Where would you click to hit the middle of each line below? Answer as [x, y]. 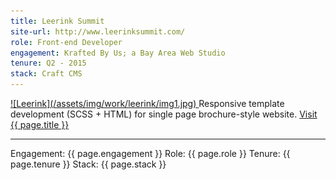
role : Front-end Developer [66, 42]
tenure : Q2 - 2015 [48, 63]
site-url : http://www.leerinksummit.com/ [98, 31]
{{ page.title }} [40, 124]
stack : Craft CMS [46, 74]
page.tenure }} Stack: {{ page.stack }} [88, 164]
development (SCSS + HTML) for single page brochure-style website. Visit [164, 114]
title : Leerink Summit [57, 21]
